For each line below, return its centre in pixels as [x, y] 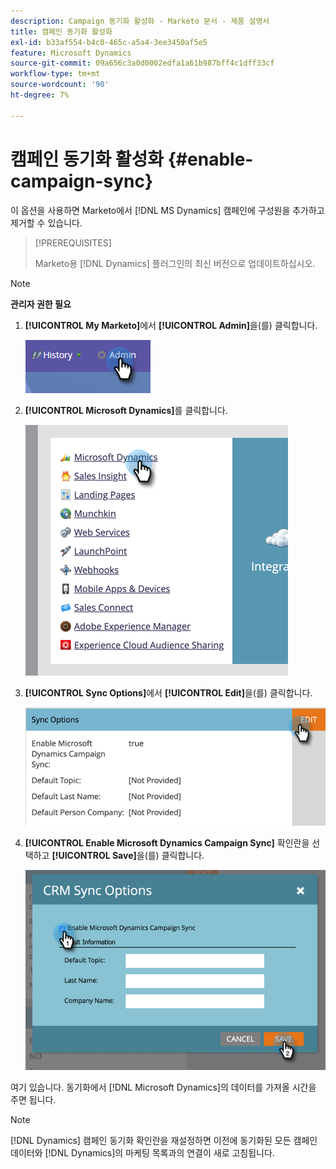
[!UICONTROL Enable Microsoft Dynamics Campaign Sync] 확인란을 [167, 843]
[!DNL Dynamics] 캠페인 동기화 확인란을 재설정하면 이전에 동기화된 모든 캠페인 [164, 1141]
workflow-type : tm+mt [55, 74]
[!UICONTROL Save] [94, 856]
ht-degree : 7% [40, 95]
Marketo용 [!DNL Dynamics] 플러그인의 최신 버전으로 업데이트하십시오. [175, 263]
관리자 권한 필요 [41, 304]
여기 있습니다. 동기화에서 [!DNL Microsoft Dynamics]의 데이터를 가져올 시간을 [163, 1087]
